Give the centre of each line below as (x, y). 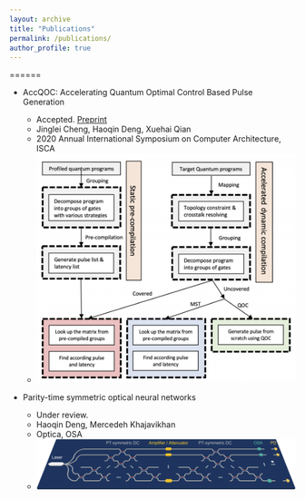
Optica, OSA (59, 434)
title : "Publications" (52, 29)
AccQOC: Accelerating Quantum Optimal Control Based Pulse (138, 93)
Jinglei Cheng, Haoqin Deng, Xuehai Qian (113, 129)
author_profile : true (50, 48)
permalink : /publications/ (60, 38)
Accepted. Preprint (71, 120)
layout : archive (40, 19)
